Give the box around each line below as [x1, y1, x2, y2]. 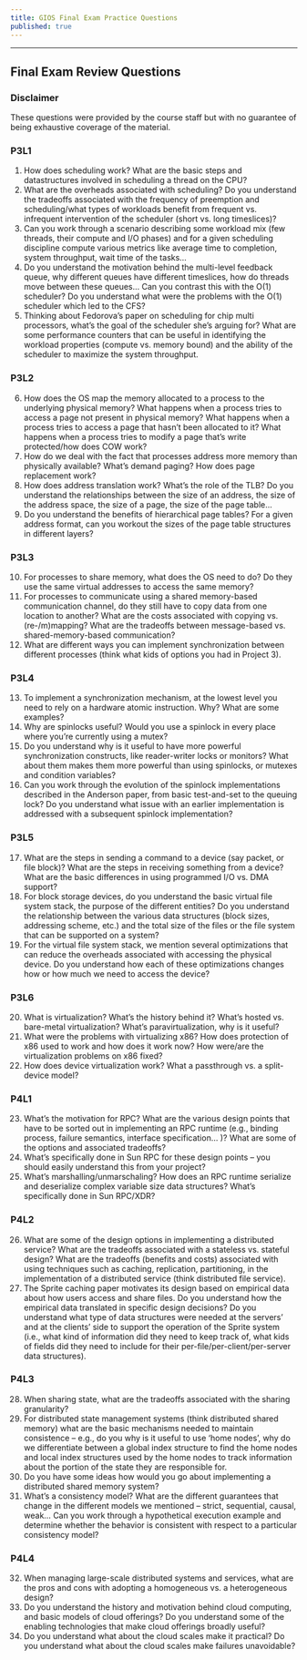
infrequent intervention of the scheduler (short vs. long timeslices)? [23, 213, 277, 224]
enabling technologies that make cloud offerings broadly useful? [23, 1621, 266, 1632]
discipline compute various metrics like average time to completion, [23, 242, 277, 253]
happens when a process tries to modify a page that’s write [23, 431, 247, 442]
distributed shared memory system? [23, 1481, 159, 1491]
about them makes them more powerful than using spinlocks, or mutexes [23, 760, 298, 771]
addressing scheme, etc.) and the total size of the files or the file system [23, 919, 295, 930]
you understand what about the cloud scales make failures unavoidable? [23, 1641, 296, 1652]
